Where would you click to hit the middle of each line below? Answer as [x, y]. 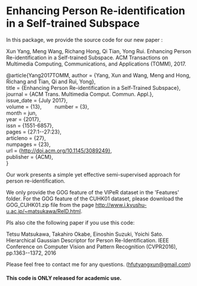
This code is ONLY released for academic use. [64, 278]
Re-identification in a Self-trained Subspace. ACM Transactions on [87, 57]
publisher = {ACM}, [30, 157]
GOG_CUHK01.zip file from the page [50, 204]
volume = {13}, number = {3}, [48, 106]
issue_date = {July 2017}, [37, 100]
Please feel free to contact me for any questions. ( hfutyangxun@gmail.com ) [98, 264]
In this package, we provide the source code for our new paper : [84, 40]
